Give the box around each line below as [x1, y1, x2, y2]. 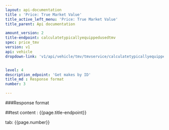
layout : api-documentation [5, 7, 62, 13]
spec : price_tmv [5, 40, 39, 45]
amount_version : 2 [5, 31, 44, 36]
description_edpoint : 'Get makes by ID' [5, 72, 92, 77]
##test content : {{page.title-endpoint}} [5, 109, 87, 115]
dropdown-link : [5, 54, 37, 59]
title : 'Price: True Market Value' [5, 12, 82, 17]
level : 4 [5, 68, 24, 73]
